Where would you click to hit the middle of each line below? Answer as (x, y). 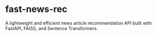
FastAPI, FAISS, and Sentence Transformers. (52, 28)
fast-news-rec (36, 9)
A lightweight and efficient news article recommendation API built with (78, 23)
